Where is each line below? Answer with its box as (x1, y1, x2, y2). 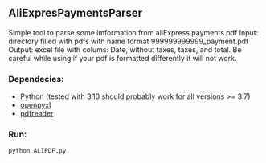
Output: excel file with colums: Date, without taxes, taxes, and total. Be (8, 44, 242, 55)
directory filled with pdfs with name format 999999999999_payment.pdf (8, 36, 249, 46)
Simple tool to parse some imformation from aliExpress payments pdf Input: (8, 27, 259, 37)
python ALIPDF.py (8, 147, 67, 155)
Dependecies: (8, 73, 64, 84)
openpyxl (19, 100, 51, 110)
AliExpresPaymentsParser (8, 6, 143, 20)
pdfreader (19, 108, 54, 119)
